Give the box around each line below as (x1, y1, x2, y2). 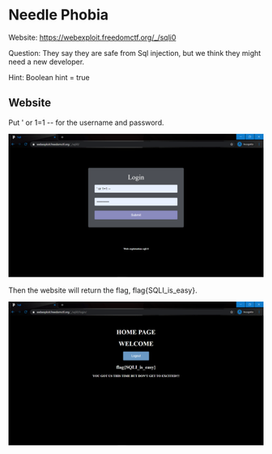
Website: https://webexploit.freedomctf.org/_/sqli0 (8, 32, 176, 42)
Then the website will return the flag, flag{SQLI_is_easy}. (8, 285, 198, 295)
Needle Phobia (8, 6, 109, 24)
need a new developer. (8, 57, 85, 66)
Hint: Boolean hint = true (8, 72, 91, 82)
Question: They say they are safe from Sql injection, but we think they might (8, 48, 261, 58)
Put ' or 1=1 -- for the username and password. (8, 118, 164, 127)
